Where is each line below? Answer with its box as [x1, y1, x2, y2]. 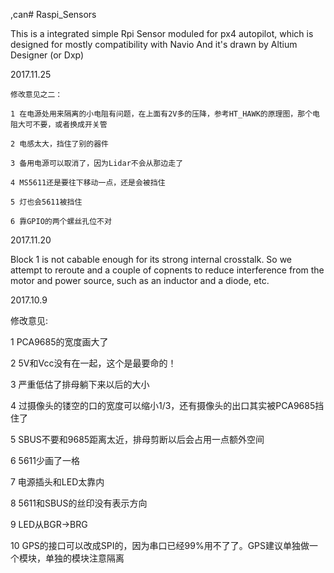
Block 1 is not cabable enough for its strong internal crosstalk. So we [10, 254, 293, 265]
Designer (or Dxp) [10, 49, 85, 61]
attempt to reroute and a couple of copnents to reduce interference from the [10, 264, 325, 276]
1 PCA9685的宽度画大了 [10, 336, 109, 348]
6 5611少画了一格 [10, 455, 80, 466]
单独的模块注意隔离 [44, 552, 125, 564]
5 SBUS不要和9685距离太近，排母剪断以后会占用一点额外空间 [10, 434, 265, 445]
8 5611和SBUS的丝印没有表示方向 [10, 497, 148, 509]
